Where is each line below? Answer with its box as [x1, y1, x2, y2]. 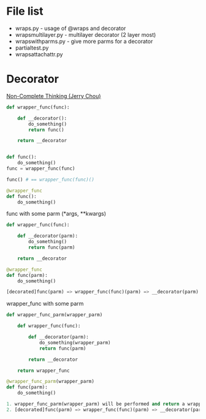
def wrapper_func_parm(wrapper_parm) [6, 312, 103, 318]
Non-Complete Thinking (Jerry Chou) [6, 92, 101, 99]
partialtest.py [15, 44, 49, 51]
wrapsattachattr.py [15, 50, 63, 58]
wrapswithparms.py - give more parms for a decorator [15, 37, 153, 45]
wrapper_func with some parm [6, 300, 84, 308]
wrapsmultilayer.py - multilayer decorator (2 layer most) [15, 31, 156, 38]
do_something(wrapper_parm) [39, 339, 112, 345]
